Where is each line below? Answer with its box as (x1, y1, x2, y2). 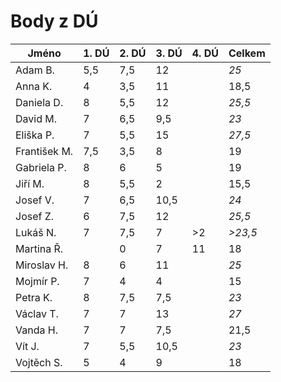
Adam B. (15, 63, 55, 77)
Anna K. (15, 79, 53, 93)
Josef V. (15, 193, 55, 207)
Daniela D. (15, 95, 64, 109)
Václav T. (15, 306, 59, 320)
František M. (15, 144, 74, 158)
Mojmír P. (15, 274, 60, 288)
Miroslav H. (15, 258, 69, 272)
